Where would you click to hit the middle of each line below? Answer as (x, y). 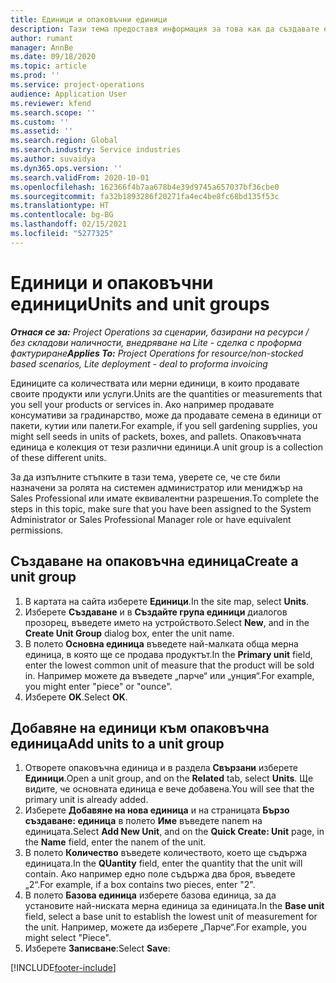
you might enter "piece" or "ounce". (98, 686)
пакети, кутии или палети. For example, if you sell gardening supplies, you (164, 425)
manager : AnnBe (42, 47)
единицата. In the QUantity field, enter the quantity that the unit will (163, 863)
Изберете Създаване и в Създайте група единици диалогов (156, 612)
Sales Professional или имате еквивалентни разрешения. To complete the (165, 498)
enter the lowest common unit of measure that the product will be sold (169, 665)
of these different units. (58, 457)
